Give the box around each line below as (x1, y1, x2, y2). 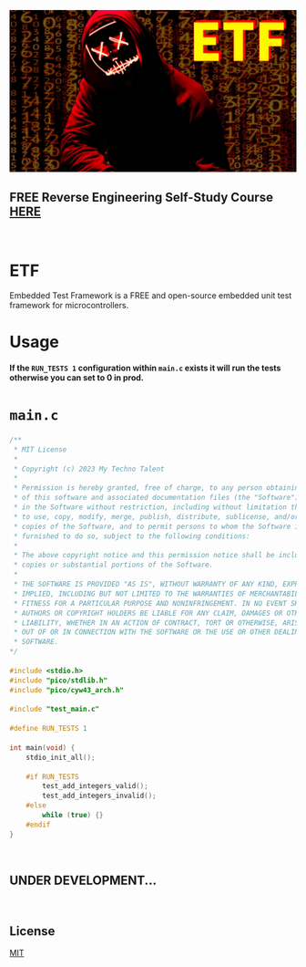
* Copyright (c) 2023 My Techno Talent (13, 464, 166, 473)
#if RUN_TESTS (25, 772, 79, 781)
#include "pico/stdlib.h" (9, 676, 107, 685)
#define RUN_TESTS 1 (9, 724, 88, 733)
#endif (25, 820, 51, 829)
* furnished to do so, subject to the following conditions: (13, 531, 250, 541)
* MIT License (13, 444, 67, 454)
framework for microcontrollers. (9, 300, 129, 311)
